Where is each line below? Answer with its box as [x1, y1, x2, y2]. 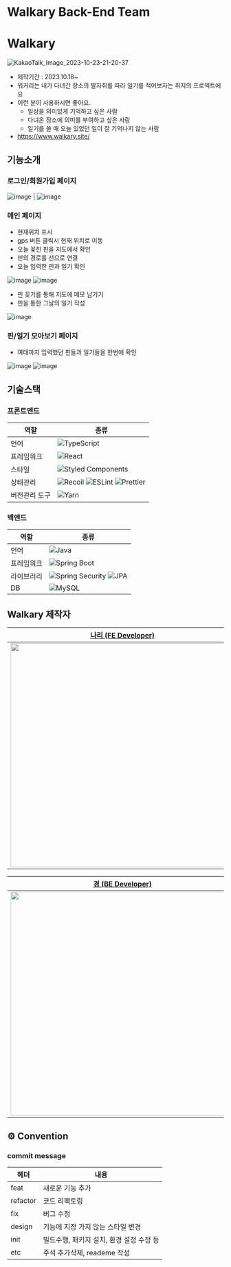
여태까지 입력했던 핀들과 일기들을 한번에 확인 [16, 348, 137, 356]
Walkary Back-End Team [7, 4, 151, 20]
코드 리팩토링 [43, 1196, 84, 1206]
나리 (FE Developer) [90, 631, 155, 640]
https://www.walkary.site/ [16, 132, 91, 141]
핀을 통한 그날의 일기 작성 [16, 299, 86, 307]
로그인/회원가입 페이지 [7, 176, 77, 186]
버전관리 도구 [10, 491, 51, 500]
